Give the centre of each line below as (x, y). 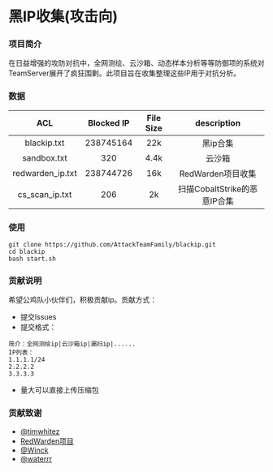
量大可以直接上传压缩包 (59, 390)
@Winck (34, 450)
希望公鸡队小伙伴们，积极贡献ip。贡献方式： (82, 300)
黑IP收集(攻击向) (63, 17)
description (218, 122)
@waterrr (36, 458)
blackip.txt (45, 143)
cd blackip (27, 252)
